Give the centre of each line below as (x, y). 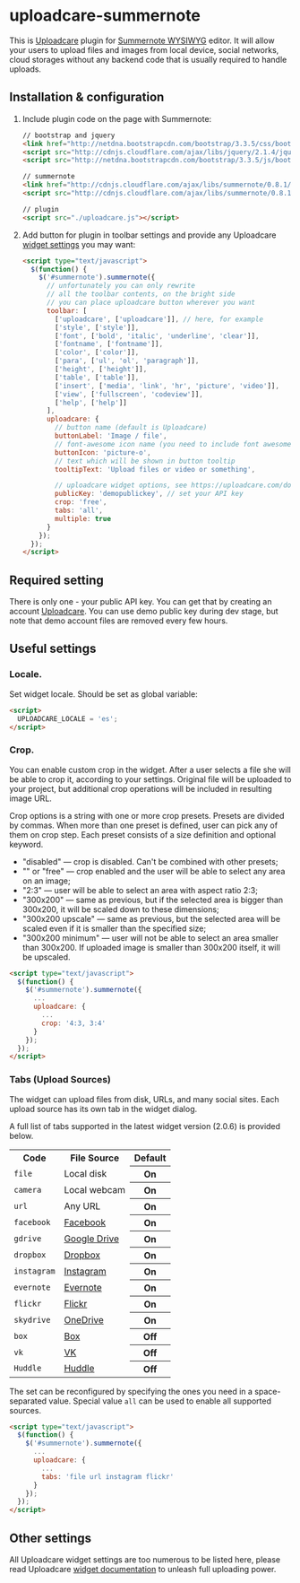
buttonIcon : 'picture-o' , (103, 452)
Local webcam (94, 1189)
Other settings (51, 1538)
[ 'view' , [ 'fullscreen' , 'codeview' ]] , (129, 394)
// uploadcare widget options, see (121, 485)
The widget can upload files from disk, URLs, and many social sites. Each (144, 1099)
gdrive (28, 1238)
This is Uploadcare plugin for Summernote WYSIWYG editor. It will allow (142, 40)
